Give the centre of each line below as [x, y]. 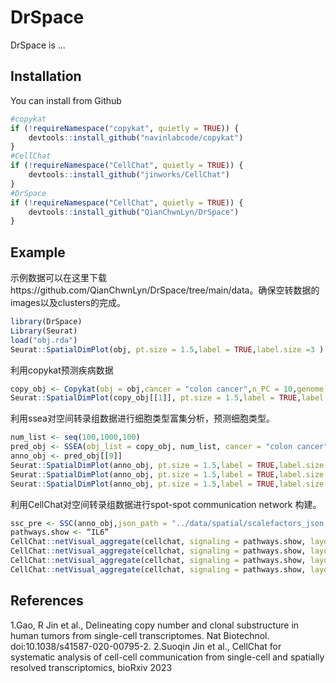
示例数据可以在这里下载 [58, 278]
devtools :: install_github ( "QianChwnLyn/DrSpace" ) [134, 212]
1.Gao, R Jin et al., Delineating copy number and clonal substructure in [155, 625]
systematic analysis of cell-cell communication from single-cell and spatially [167, 657]
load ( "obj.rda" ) [44, 340]
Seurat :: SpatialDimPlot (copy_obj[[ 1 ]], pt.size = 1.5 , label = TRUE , [156, 398]
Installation [46, 76]
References [47, 601]
